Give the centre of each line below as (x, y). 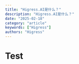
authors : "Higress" (25, 32)
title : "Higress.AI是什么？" (33, 9)
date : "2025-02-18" (25, 18)
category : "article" (26, 23)
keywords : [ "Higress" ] (28, 28)
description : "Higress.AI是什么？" (40, 14)
